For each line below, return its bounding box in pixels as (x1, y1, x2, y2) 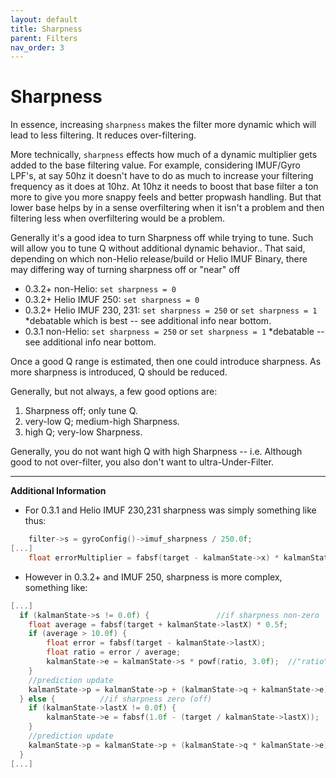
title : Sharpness (10, 24, 83, 34)
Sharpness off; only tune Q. (24, 405, 138, 417)
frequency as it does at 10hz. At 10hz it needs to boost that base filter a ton (10, 181, 319, 193)
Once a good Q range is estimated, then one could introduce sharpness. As (10, 356, 322, 368)
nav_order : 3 (10, 42, 65, 53)
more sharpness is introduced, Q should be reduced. (10, 366, 228, 378)
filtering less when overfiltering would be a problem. (10, 212, 226, 225)
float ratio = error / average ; (46, 647, 182, 658)
